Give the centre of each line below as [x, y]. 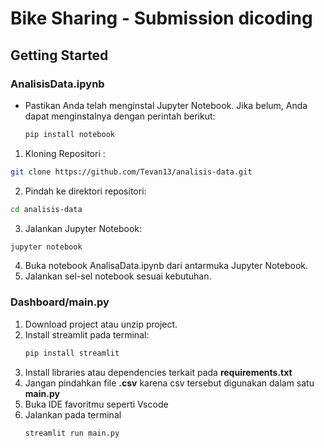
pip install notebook [69, 134]
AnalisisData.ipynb [57, 84]
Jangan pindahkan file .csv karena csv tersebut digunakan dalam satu [169, 383]
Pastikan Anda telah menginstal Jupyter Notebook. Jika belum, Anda [166, 105]
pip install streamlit [72, 353]
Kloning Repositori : [65, 153]
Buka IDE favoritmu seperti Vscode [96, 404]
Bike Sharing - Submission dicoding [161, 18]
